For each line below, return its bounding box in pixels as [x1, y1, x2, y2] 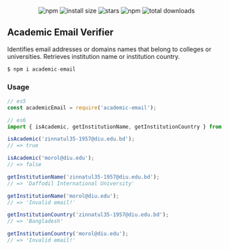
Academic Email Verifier [7, 26, 114, 38]
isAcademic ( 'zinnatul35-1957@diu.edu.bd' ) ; [7, 136, 135, 143]
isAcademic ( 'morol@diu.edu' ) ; [7, 154, 95, 162]
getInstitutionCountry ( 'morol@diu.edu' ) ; [7, 231, 129, 238]
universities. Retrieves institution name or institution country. [7, 52, 180, 60]
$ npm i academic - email [7, 66, 76, 73]
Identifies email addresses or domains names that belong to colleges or [7, 45, 212, 53]
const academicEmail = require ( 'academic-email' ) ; [7, 104, 157, 111]
